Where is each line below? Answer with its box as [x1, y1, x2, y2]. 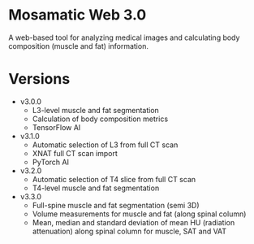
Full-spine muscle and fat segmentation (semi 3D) [32, 200, 200, 210]
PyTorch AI [32, 157, 69, 167]
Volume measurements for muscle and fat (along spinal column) [32, 209, 247, 219]
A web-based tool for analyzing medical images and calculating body [8, 33, 240, 42]
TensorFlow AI [32, 122, 81, 132]
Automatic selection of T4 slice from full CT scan [32, 174, 196, 184]
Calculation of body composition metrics [32, 114, 169, 124]
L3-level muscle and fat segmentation [32, 105, 160, 115]
